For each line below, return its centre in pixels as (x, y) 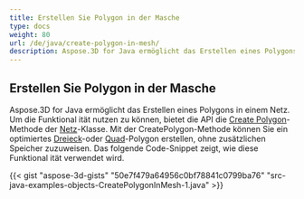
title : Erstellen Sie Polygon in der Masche (95, 18)
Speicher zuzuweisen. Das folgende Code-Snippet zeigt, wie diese (134, 148)
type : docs (30, 26)
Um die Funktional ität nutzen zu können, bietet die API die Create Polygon (148, 119)
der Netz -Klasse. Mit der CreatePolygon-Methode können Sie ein (166, 128)
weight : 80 (30, 34)
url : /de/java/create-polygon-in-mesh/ (85, 43)
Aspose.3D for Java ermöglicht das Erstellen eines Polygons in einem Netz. (150, 109)
